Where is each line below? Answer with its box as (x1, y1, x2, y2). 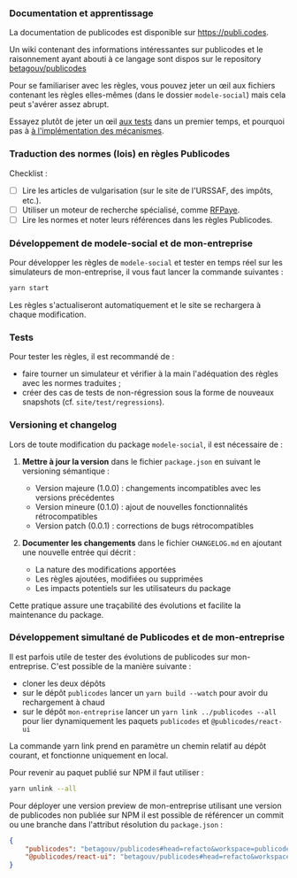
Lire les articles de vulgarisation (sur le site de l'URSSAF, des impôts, (21, 185, 273, 196)
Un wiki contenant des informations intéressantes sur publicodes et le (9, 44, 263, 55)
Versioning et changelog (9, 419, 118, 431)
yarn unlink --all (9, 784, 77, 793)
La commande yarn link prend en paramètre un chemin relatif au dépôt (9, 740, 267, 751)
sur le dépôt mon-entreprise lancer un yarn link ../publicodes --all (21, 706, 277, 717)
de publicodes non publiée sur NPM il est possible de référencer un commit (9, 809, 285, 820)
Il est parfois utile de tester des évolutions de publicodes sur (9, 651, 230, 662)
